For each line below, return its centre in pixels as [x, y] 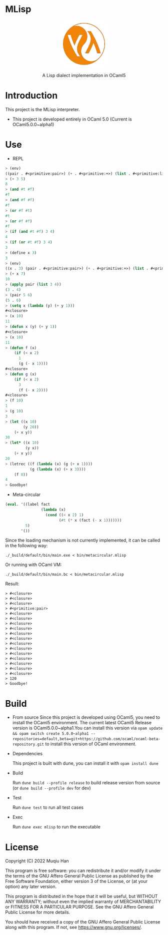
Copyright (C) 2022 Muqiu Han [37, 861]
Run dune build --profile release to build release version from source [86, 783]
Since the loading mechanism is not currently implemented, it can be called [82, 540]
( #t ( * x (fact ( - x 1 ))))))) [90, 520]
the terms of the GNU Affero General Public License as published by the [79, 876]
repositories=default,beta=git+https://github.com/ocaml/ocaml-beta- [86, 739]
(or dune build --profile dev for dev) [51, 788]
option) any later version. [31, 886]
